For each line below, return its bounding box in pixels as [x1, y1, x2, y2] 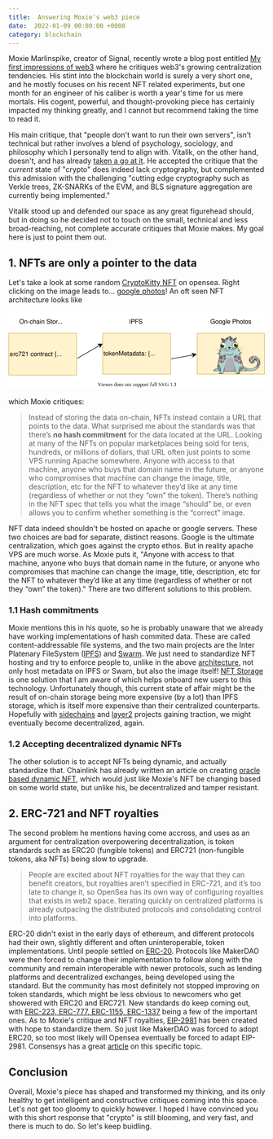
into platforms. [28, 913, 77, 923]
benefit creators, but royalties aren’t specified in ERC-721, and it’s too [28, 878, 262, 888]
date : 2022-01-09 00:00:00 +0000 [8, 21, 126, 30]
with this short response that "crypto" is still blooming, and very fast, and [8, 1113, 254, 1123]
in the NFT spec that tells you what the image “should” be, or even [28, 499, 252, 508]
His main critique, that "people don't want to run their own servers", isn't [8, 130, 252, 140]
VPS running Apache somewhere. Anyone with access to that [28, 455, 235, 465]
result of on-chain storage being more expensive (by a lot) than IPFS [8, 693, 239, 702]
